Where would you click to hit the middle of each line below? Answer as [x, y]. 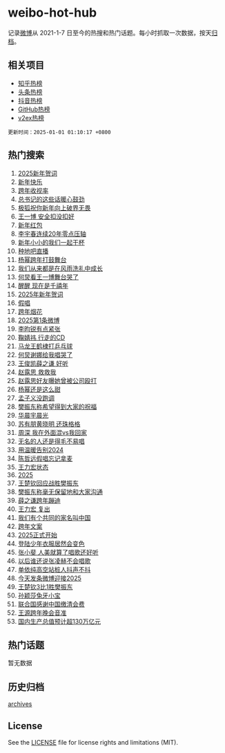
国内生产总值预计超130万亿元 [59, 621]
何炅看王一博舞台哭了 [48, 277]
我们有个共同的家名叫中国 [54, 517]
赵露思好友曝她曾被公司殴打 [57, 380]
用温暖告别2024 [41, 449]
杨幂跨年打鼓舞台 [42, 259]
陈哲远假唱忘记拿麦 [45, 458]
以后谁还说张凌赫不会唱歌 [54, 561]
